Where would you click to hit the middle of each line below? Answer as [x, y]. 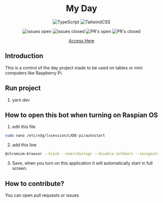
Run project [23, 88]
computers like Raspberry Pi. [34, 73]
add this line [24, 145]
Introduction [24, 56]
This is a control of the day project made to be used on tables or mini [74, 68]
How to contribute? [35, 183]
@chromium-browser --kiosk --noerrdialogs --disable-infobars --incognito [82, 154]
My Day [81, 8]
